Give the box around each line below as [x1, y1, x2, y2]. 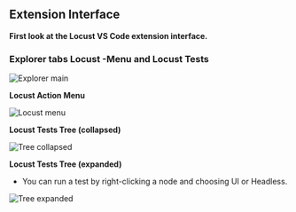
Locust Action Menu [9, 90, 86, 101]
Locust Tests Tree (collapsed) [9, 124, 121, 136]
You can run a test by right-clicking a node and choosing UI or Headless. [21, 177, 288, 187]
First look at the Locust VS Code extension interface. [9, 30, 208, 41]
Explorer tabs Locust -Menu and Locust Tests [9, 52, 210, 65]
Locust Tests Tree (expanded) [9, 159, 122, 169]
